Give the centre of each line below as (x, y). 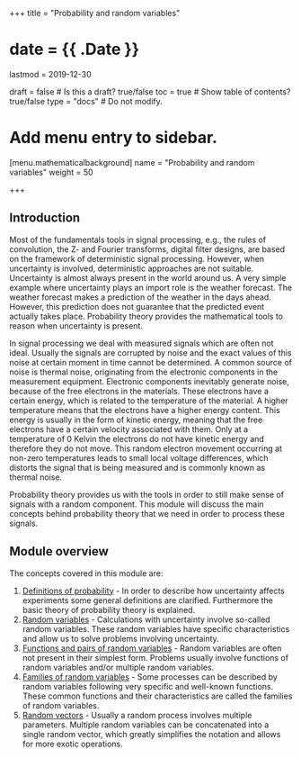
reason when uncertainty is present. (76, 325)
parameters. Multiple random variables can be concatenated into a (146, 725)
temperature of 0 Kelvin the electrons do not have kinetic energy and (137, 438)
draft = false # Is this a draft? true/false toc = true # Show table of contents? (150, 91)
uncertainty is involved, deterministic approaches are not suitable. (132, 268)
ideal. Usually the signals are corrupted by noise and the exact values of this (150, 352)
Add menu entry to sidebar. (114, 138)
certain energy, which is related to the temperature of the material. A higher (149, 401)
